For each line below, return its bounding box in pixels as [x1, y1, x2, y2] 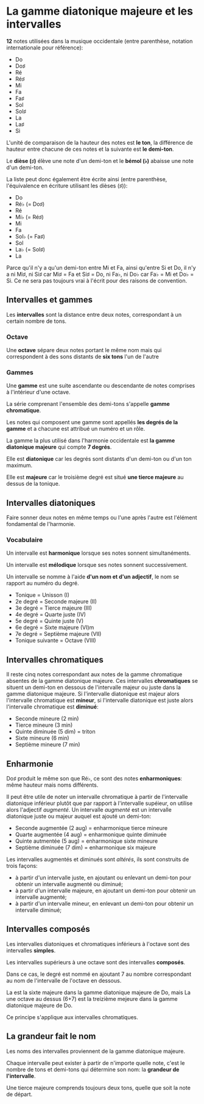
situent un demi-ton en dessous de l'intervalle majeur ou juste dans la [6, 684, 181, 691]
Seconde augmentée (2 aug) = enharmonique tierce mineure [15, 824, 168, 832]
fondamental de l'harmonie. [6, 521, 76, 528]
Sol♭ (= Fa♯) [15, 233, 46, 240]
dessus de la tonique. [6, 480, 60, 488]
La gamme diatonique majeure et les [6, 4, 194, 18]
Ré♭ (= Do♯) [15, 200, 45, 207]
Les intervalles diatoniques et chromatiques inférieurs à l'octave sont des [6, 940, 190, 947]
